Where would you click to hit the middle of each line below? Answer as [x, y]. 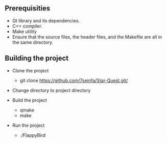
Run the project [28, 125]
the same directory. [33, 42]
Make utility [24, 31]
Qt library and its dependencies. [46, 20]
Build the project [29, 100]
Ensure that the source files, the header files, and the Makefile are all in [87, 37]
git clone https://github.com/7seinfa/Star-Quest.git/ [74, 80]
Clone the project [30, 70]
